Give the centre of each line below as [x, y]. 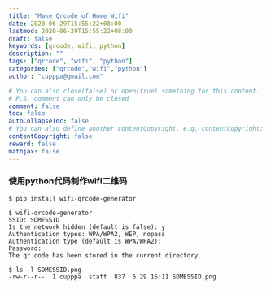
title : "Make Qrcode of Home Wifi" [69, 16]
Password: [25, 248]
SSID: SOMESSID [34, 220]
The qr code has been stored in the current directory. [105, 255]
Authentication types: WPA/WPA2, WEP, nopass [87, 234]
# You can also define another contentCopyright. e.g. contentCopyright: [136, 129]
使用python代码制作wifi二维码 [68, 181]
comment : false [34, 106]
